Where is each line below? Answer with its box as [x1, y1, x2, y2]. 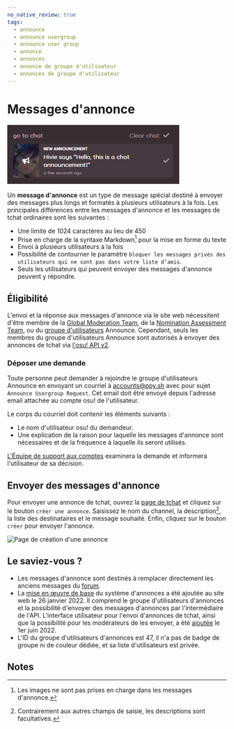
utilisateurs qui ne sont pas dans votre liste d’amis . [17, 257, 182, 266]
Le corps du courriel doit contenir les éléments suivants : [7, 410, 171, 419]
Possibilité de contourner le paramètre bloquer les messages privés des [17, 250, 226, 259]
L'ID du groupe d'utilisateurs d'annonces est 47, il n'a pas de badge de [17, 633, 220, 642]
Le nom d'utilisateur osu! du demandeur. [17, 424, 134, 432]
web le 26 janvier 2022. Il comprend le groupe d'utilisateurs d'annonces [17, 596, 224, 605]
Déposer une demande [7, 358, 86, 368]
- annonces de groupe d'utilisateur [13, 70, 120, 77]
